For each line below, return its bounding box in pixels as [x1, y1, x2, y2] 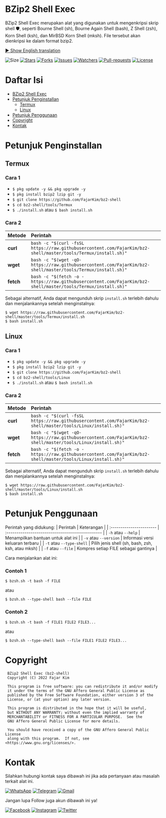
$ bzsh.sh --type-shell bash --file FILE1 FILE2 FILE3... [5, 638, 127, 643]
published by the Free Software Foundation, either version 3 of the [7, 692, 154, 697]
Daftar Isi [5, 74, 43, 86]
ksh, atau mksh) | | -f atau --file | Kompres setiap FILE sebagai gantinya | [5, 545, 157, 551]
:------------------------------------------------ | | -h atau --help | [5, 529, 140, 535]
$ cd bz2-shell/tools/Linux [12, 375, 70, 380]
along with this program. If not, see [7, 736, 90, 741]
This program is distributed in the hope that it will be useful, [7, 705, 147, 710]
